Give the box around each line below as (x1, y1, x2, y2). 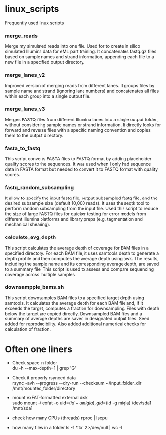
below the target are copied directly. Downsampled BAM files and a (5, 311, 142, 316)
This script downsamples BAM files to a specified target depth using (5, 295, 144, 301)
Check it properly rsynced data (12, 374, 76, 381)
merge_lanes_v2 (5, 72, 45, 79)
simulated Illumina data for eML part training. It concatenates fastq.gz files (5, 48, 157, 55)
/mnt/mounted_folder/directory (12, 385, 76, 391)
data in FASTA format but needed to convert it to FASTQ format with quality (5, 166, 158, 172)
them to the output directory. (5, 132, 64, 138)
